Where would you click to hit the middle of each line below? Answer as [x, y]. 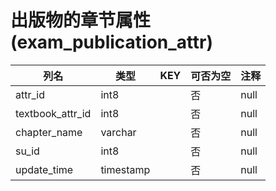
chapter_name [49, 132]
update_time [44, 169]
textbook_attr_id [53, 113]
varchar [118, 132]
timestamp [125, 169]
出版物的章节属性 [81, 20]
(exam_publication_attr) [112, 42]
